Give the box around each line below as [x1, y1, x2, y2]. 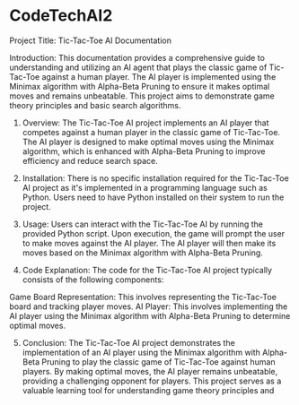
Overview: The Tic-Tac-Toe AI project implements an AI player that [22, 117, 269, 128]
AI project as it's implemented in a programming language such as [22, 182, 268, 193]
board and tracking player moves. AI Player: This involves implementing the [9, 301, 288, 312]
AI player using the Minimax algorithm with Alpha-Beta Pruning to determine [9, 310, 291, 321]
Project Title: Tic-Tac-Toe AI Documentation [9, 35, 172, 46]
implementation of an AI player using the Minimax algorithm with [22, 347, 260, 358]
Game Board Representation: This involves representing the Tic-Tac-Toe [9, 291, 277, 302]
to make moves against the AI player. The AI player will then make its [22, 237, 277, 248]
